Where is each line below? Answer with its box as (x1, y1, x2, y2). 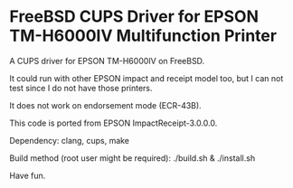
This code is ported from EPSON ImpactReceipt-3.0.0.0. (9, 117, 218, 128)
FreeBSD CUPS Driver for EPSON (9, 6, 260, 27)
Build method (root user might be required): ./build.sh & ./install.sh (9, 152, 256, 164)
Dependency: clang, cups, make (9, 135, 129, 146)
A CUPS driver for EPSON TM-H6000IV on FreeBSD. (9, 55, 205, 66)
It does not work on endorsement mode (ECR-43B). (9, 99, 202, 110)
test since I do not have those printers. (9, 82, 153, 93)
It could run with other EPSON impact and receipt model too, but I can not (9, 72, 284, 83)
